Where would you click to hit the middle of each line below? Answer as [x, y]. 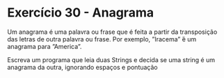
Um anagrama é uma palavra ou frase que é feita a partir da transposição [112, 32]
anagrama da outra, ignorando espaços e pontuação [82, 67]
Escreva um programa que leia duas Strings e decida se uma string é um [111, 59]
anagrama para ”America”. [45, 46]
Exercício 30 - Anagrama [81, 13]
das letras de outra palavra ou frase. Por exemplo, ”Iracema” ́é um [102, 39]
